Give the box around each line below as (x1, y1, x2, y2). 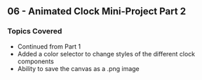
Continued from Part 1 (17, 42, 81, 51)
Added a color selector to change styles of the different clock (17, 49, 195, 58)
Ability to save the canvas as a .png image (17, 64, 140, 72)
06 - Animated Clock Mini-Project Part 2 (7, 6, 187, 17)
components (17, 57, 54, 65)
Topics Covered (7, 26, 62, 36)
